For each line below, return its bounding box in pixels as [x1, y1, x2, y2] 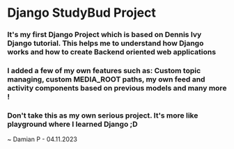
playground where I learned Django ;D [7, 119, 138, 129]
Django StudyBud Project [7, 5, 157, 21]
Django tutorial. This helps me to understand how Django [7, 38, 204, 48]
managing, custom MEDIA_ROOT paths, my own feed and [7, 74, 205, 84]
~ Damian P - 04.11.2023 [7, 135, 78, 143]
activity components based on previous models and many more [7, 84, 227, 93]
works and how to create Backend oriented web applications [7, 47, 217, 57]
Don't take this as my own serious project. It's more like [7, 110, 198, 120]
